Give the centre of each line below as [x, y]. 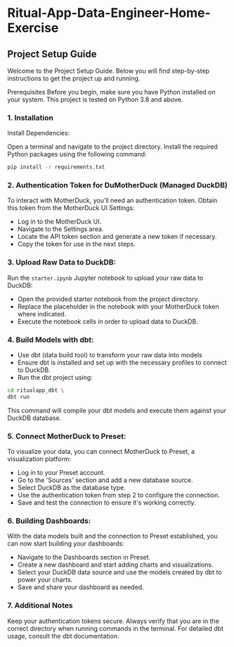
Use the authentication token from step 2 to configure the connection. [118, 495]
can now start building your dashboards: [66, 543]
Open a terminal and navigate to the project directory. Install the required [112, 147]
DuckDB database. [34, 418]
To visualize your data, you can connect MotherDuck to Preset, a [101, 452]
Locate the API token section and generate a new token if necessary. [117, 237]
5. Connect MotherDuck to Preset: [67, 436]
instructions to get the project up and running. [74, 78]
